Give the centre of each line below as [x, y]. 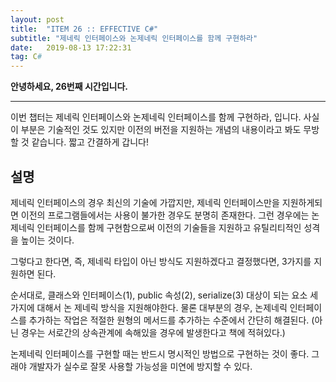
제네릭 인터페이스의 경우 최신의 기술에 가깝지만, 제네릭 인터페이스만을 [145, 202]
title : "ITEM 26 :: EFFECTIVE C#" [84, 29]
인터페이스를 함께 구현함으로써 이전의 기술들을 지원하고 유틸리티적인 [169, 227]
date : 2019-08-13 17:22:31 [71, 47]
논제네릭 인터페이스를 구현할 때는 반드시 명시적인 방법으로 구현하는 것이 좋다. [160, 353]
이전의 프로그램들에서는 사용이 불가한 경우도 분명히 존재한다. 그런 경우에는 [165, 215]
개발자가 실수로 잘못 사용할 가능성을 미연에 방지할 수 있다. [140, 366]
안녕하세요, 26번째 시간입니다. [69, 87]
